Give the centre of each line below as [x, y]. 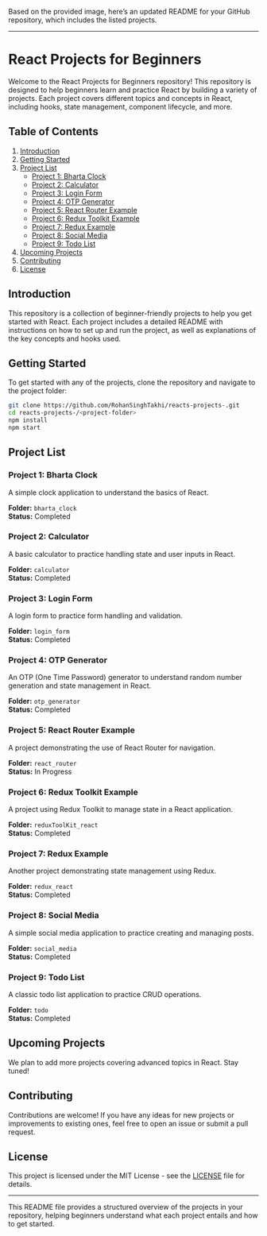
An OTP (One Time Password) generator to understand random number [125, 678]
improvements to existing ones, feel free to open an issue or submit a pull [128, 1123]
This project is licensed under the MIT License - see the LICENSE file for [126, 1176]
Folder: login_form [39, 632]
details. [20, 1184]
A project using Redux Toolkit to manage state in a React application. [121, 809]
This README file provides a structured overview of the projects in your [126, 1207]
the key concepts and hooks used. [65, 338]
